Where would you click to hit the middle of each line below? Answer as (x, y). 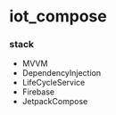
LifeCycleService (54, 83)
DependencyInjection (61, 73)
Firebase (38, 92)
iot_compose (58, 16)
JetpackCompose (55, 102)
